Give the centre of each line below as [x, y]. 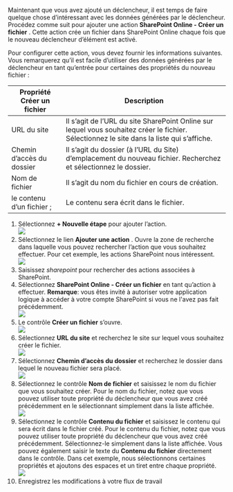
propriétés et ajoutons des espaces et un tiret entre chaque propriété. [117, 466]
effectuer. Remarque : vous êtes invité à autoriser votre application [112, 292]
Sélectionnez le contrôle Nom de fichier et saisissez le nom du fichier [117, 384]
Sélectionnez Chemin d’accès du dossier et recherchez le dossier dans [120, 361]
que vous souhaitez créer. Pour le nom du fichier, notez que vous [110, 391]
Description [144, 101]
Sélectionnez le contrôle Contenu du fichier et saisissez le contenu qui [119, 421]
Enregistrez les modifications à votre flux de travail [90, 481]
